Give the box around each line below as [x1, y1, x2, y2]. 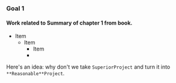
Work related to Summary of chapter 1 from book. [6, 19, 133, 26]
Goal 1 [6, 4, 25, 13]
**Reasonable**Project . [6, 70, 65, 77]
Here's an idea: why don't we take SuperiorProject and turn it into [6, 63, 171, 70]
